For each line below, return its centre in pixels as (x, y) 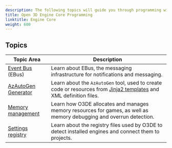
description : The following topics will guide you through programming (83, 10)
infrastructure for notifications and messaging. (107, 75)
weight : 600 (18, 24)
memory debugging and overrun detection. (103, 117)
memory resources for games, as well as (100, 111)
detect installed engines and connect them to (105, 132)
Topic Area (27, 59)
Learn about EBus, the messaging (91, 68)
